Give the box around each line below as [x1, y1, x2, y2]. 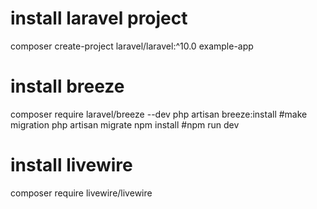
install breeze [10, 75, 125, 98]
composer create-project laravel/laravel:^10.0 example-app [10, 40, 254, 52]
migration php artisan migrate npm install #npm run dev [10, 118, 240, 131]
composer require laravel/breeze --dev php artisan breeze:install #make [10, 108, 308, 120]
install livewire [10, 154, 133, 177]
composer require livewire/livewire [10, 187, 153, 199]
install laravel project [10, 7, 188, 30]
